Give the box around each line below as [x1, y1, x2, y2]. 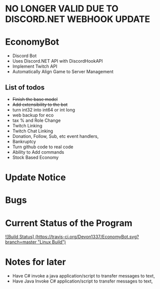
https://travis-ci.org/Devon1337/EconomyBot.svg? [36, 234, 139, 240]
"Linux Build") [37, 239, 66, 245]
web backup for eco [12, 112, 54, 118]
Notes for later [5, 257, 66, 268]
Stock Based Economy [12, 154, 59, 160]
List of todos [5, 83, 45, 92]
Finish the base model [12, 96, 58, 102]
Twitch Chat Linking [12, 128, 53, 134]
